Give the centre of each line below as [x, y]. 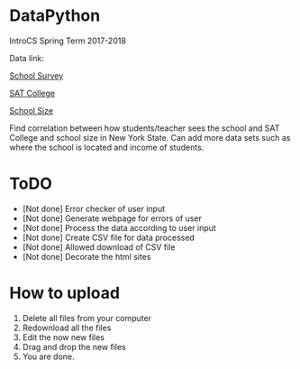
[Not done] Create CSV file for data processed [109, 237]
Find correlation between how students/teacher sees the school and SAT [145, 128]
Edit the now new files [64, 337]
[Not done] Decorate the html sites [86, 256]
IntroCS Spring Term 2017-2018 [68, 41]
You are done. [48, 356]
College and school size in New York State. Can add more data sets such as [150, 137]
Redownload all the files [67, 327]
